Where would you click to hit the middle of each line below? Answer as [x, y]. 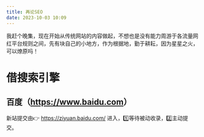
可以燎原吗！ [22, 51]
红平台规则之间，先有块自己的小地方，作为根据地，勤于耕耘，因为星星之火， [102, 43]
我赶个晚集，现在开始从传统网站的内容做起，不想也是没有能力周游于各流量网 [102, 36]
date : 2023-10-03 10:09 [37, 18]
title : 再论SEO [25, 12]
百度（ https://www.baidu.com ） [69, 102]
